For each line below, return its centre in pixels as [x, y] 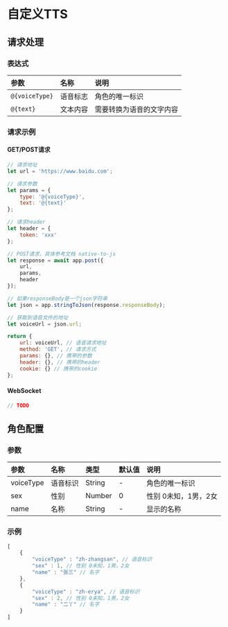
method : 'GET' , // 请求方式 [58, 350]
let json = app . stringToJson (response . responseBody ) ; [87, 305]
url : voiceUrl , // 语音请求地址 [63, 343]
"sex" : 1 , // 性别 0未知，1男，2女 [81, 566]
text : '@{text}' [43, 203]
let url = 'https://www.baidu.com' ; [60, 171]
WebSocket [24, 391]
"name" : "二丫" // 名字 [66, 604]
